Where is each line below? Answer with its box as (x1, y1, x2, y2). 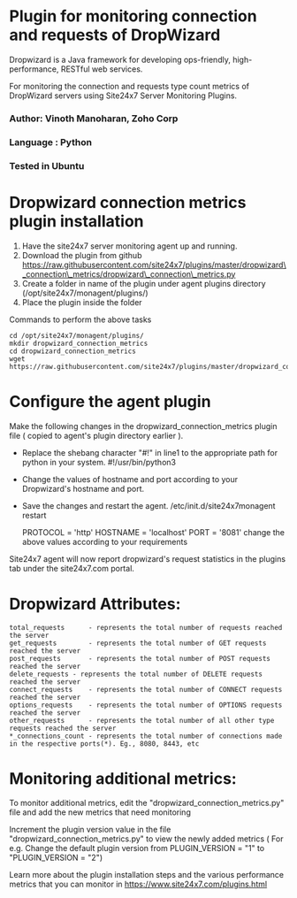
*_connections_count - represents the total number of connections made (9, 732, 283, 741)
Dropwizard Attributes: (9, 594, 181, 614)
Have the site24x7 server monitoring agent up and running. (21, 241, 238, 251)
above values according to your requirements (21, 536, 188, 547)
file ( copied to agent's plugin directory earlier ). (9, 430, 184, 441)
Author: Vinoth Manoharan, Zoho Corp (9, 112, 179, 125)
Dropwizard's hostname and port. (21, 483, 145, 494)
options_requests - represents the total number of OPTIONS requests (9, 701, 283, 710)
